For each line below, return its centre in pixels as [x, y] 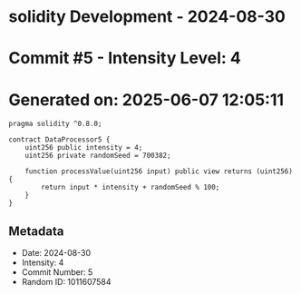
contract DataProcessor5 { [59, 140]
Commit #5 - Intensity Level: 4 [125, 59]
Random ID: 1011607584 [66, 282]
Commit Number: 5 [57, 272]
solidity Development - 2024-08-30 [147, 17]
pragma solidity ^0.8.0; [55, 124]
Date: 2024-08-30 [56, 253]
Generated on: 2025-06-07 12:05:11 [146, 99]
